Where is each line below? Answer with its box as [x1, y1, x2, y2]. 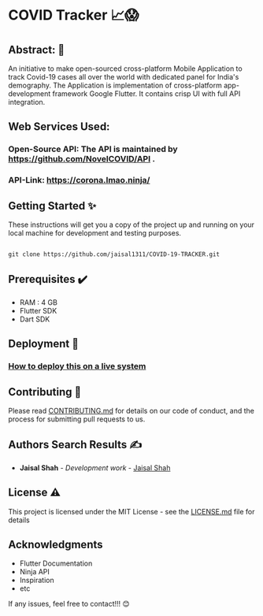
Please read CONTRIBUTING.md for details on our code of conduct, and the [8, 406, 254, 415]
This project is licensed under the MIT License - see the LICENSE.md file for [8, 507, 255, 516]
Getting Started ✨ [8, 199, 97, 213]
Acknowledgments [8, 538, 104, 551]
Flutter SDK [19, 306, 57, 315]
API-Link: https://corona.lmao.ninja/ [8, 175, 150, 186]
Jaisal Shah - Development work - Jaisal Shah [19, 462, 171, 473]
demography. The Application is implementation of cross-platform [8, 80, 222, 90]
